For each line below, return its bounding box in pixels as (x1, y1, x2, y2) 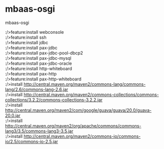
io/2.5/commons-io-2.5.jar (5, 138, 58, 144)
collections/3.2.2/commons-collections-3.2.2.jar (5, 97, 103, 102)
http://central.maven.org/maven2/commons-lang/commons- (23, 81, 146, 87)
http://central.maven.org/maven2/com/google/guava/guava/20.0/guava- (5, 107, 152, 113)
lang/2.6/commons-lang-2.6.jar (5, 86, 69, 92)
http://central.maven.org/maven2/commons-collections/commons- (23, 92, 159, 98)
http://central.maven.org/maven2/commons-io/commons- (23, 133, 141, 139)
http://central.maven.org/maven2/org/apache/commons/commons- (5, 123, 141, 128)
